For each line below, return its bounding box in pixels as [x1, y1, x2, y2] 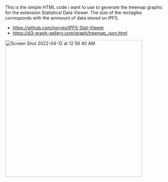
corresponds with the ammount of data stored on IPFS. [5, 15, 119, 21]
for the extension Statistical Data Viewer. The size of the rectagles [5, 10, 142, 16]
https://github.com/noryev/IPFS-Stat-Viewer [12, 25, 105, 31]
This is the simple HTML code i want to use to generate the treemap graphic [5, 5, 163, 10]
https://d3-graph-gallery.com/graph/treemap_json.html [12, 30, 127, 36]
